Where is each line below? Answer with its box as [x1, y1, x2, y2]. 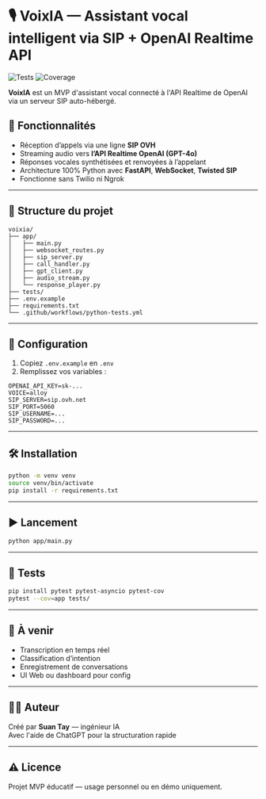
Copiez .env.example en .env [19, 358, 114, 368]
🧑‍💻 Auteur [8, 701, 59, 714]
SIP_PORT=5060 [8, 403, 55, 411]
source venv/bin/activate [8, 480, 93, 487]
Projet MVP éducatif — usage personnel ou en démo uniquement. [8, 782, 223, 791]
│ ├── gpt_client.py [8, 267, 83, 275]
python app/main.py [8, 537, 73, 545]
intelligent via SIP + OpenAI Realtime [8, 29, 254, 48]
